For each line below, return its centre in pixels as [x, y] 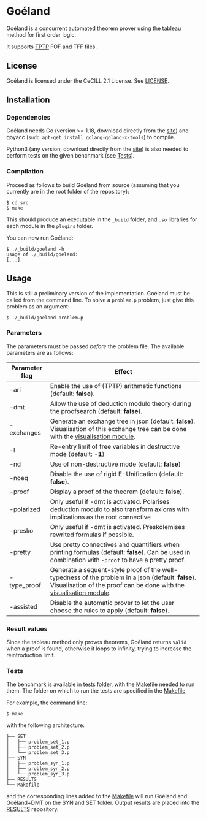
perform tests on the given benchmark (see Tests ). [71, 156]
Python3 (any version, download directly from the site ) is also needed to [97, 149]
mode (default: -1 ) [77, 454]
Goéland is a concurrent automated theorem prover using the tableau [94, 28]
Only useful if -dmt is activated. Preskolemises [117, 527]
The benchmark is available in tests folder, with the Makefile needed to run [101, 684]
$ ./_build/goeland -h [35, 249]
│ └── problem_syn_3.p [38, 774]
